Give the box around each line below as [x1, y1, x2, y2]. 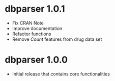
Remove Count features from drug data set [12, 36, 102, 42]
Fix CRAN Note [12, 20, 44, 26]
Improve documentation [12, 25, 63, 31]
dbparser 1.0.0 [5, 54, 68, 66]
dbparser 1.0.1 [5, 3, 65, 15]
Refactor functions [12, 31, 51, 37]
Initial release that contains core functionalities [12, 71, 110, 77]
